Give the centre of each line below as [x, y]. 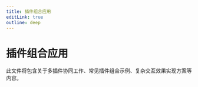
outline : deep [24, 22]
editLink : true [25, 17]
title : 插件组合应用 [29, 11]
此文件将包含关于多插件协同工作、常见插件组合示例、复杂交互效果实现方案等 [99, 71]
